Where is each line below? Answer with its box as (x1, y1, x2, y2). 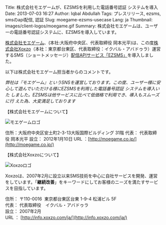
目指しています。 (13, 185, 49, 191)
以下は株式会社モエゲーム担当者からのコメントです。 (5, 69, 113, 75)
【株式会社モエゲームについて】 (5, 109, 70, 114)
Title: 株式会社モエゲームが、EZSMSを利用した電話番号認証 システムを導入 (5, 4, 159, 10)
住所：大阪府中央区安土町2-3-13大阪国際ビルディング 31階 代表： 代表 (5, 130, 149, 136)
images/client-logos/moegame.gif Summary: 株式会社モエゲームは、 (5, 23, 145, 29)
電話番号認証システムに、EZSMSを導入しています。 (13, 29, 119, 35)
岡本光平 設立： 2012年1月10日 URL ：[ (10, 136, 90, 142)
